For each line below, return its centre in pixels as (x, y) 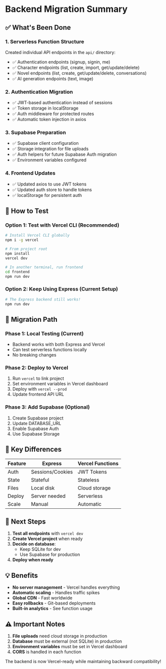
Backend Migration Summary (66, 9)
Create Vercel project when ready (47, 539)
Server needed (48, 496)
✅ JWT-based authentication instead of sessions (62, 103)
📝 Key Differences (33, 450)
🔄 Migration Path (31, 319)
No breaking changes (34, 355)
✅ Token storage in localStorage (45, 108)
